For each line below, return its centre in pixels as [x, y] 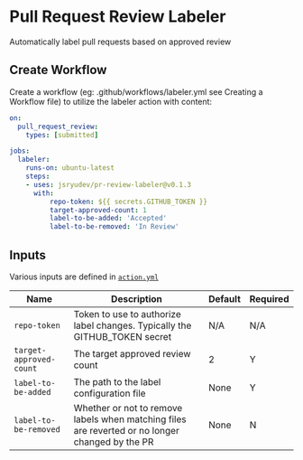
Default [225, 298]
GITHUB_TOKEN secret [123, 336]
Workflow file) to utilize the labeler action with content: [111, 101]
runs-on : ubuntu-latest [70, 168]
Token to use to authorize [128, 314]
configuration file [110, 393]
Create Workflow [58, 70]
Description [137, 298]
